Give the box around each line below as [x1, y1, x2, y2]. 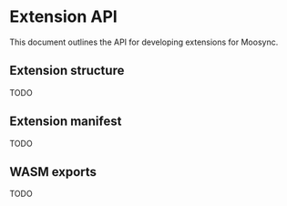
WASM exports [9, 164, 97, 180]
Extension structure [9, 63, 125, 78]
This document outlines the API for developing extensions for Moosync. [9, 36, 279, 47]
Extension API [9, 6, 118, 27]
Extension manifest [9, 114, 122, 129]
